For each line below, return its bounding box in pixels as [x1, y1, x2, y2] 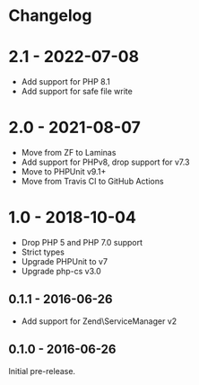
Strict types [21, 246, 65, 257]
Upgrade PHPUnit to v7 [21, 256, 108, 266]
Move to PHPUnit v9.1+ [21, 166, 107, 177]
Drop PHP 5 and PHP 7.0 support [21, 237, 143, 247]
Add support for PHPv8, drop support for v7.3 [21, 157, 190, 167]
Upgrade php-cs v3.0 [21, 266, 102, 276]
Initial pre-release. [8, 365, 76, 376]
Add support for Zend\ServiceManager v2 [21, 316, 177, 327]
